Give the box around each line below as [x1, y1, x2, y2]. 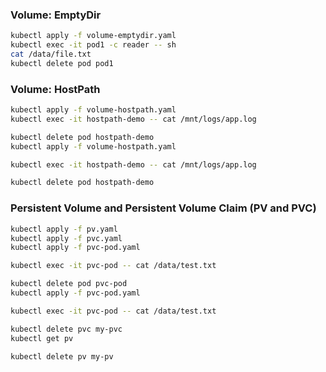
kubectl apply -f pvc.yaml [10, 233, 123, 243]
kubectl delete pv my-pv [10, 351, 114, 362]
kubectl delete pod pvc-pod [10, 279, 128, 289]
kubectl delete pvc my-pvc [10, 324, 123, 334]
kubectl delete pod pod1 [10, 58, 114, 68]
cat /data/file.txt [10, 49, 92, 60]
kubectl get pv [10, 333, 74, 343]
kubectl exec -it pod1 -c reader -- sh [10, 40, 177, 50]
